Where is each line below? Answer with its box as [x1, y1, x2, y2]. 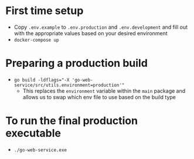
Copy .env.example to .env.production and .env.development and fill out [13, 23, 188, 31]
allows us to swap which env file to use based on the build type [22, 93, 176, 100]
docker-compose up [13, 37, 59, 43]
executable [5, 127, 61, 140]
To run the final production [5, 114, 138, 127]
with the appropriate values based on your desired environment [13, 29, 168, 36]
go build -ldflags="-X [13, 77, 70, 83]
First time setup [5, 4, 84, 18]
